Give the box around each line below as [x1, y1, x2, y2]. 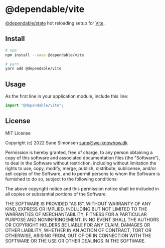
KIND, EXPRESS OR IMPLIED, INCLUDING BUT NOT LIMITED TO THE [5, 206, 147, 212]
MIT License [5, 130, 31, 136]
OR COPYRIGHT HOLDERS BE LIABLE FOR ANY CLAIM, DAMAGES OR [5, 221, 150, 228]
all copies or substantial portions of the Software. [5, 191, 107, 197]
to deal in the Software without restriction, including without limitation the [5, 160, 156, 166]
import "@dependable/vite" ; [5, 103, 64, 108]
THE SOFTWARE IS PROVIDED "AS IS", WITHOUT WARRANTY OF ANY [5, 200, 151, 206]
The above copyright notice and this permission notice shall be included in [5, 185, 159, 191]
